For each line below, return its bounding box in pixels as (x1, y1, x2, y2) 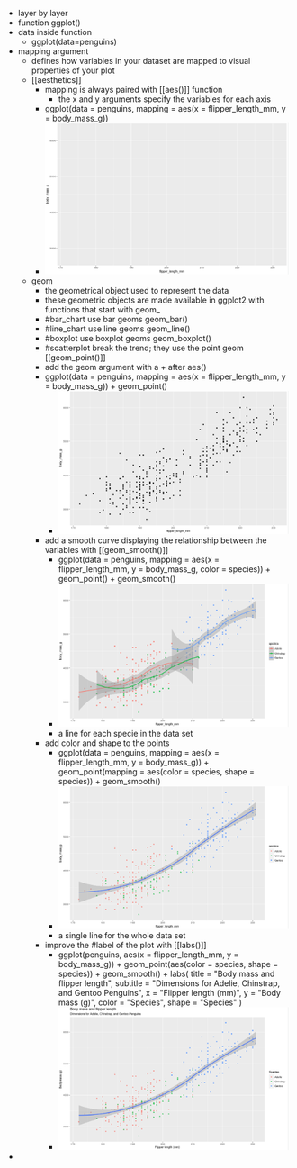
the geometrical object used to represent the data (44, 285, 229, 296)
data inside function (17, 27, 93, 37)
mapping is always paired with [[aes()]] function (44, 85, 223, 95)
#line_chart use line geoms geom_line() (44, 323, 191, 334)
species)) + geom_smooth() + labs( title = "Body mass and (58, 968, 275, 979)
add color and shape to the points (44, 738, 170, 748)
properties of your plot (31, 65, 115, 76)
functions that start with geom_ (44, 304, 160, 315)
